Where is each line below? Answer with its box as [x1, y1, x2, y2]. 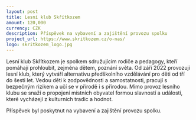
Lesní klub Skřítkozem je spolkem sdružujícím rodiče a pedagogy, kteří [6, 57, 178, 65]
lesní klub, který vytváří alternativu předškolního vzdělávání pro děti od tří [6, 70, 185, 77]
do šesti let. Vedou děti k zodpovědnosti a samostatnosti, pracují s [6, 76, 168, 83]
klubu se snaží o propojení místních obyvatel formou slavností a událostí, [6, 89, 183, 96]
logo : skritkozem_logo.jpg [6, 42, 73, 48]
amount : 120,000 [6, 20, 46, 25]
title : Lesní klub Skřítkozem [6, 14, 81, 20]
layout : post [6, 8, 38, 15]
